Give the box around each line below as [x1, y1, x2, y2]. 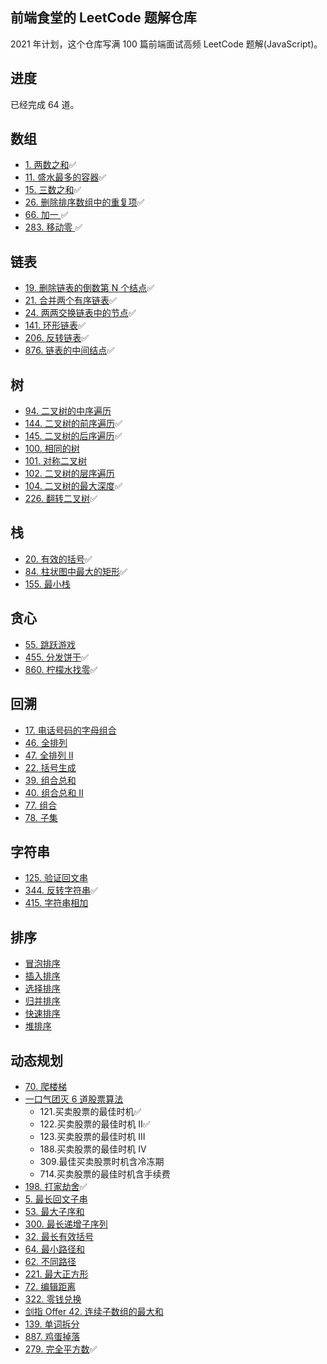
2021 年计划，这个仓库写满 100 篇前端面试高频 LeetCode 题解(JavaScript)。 [10, 38, 323, 50]
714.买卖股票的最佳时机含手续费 [39, 1168, 171, 1180]
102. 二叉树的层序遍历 [24, 468, 115, 480]
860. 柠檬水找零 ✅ [24, 663, 98, 675]
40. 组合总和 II [24, 786, 84, 798]
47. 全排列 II [24, 749, 74, 761]
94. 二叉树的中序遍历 [24, 405, 112, 417]
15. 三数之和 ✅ [24, 184, 82, 196]
